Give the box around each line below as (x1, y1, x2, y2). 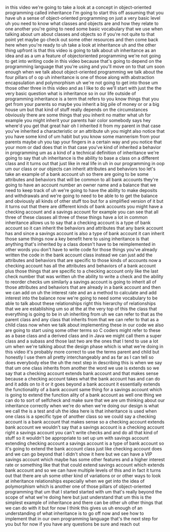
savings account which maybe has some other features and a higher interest (5, 457, 165, 463)
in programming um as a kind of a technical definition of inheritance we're (5, 149, 159, 156)
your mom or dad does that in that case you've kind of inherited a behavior (5, 144, 161, 150)
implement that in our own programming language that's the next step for (5, 516, 158, 521)
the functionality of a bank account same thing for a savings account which (5, 387, 162, 392)
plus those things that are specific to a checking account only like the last (5, 268, 158, 274)
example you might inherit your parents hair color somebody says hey (5, 118, 151, 123)
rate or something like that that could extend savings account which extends (5, 462, 164, 468)
